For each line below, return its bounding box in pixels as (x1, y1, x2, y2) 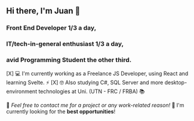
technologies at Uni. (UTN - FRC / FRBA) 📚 (38, 88, 145, 95)
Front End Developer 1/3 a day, (6, 24, 97, 32)
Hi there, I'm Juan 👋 (6, 6, 81, 16)
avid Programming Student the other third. (6, 56, 132, 64)
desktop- (164, 79, 187, 86)
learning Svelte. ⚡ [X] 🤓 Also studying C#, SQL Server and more (6, 79, 164, 86)
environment (6, 88, 38, 95)
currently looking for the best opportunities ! (6, 108, 116, 115)
